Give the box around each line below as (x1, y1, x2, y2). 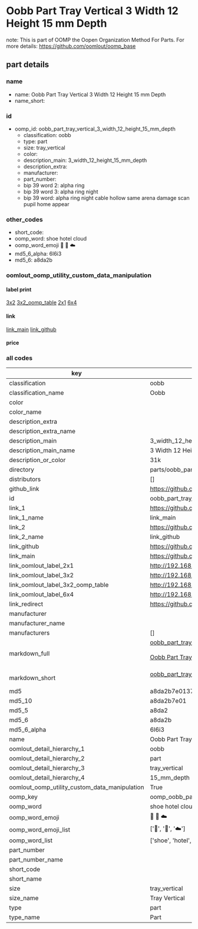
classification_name (9, 389, 64, 397)
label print (6, 285, 32, 293)
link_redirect (9, 600, 44, 608)
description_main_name (9, 446, 75, 454)
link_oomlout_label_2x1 (9, 561, 74, 570)
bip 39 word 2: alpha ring (23, 181, 85, 189)
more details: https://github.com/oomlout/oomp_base (6, 43, 136, 50)
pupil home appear (23, 200, 70, 207)
